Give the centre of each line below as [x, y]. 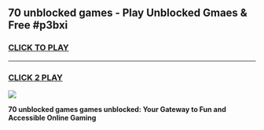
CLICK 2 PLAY [35, 77]
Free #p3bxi [38, 26]
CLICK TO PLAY [38, 48]
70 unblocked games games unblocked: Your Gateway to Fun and [117, 109]
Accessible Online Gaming [52, 117]
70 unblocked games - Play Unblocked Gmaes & [128, 13]
